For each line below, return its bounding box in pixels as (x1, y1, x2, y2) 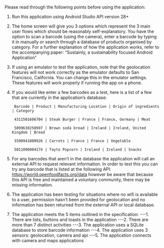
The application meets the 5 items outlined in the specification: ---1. (11, 212, 149, 217)
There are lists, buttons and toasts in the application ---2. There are (11, 217, 148, 222)
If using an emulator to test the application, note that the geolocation (11, 64, 151, 70)
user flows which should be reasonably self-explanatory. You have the (11, 29, 154, 34)
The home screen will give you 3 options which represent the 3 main (11, 23, 151, 29)
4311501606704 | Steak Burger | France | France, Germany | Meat (14, 117, 151, 122)
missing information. (11, 182, 54, 187)
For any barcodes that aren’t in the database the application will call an (11, 156, 155, 161)
